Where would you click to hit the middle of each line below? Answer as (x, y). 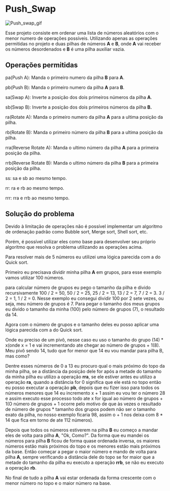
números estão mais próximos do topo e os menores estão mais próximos (83, 446)
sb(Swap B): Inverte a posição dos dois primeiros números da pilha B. (79, 107)
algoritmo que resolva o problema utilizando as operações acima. (74, 247)
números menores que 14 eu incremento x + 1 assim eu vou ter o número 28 (85, 393)
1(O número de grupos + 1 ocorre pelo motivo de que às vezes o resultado (83, 404)
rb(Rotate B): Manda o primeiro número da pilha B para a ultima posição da (84, 132)
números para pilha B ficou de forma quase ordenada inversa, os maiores (82, 441)
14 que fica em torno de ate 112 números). (49, 420)
